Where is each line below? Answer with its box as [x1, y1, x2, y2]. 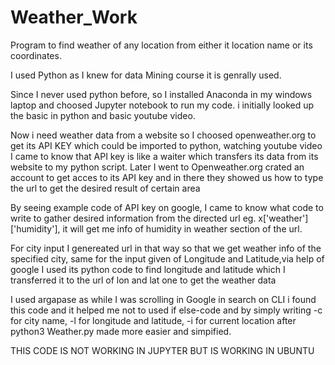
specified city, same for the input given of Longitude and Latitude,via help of [10, 252, 325, 265]
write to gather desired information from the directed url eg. [10, 212, 257, 224]
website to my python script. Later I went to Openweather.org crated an [10, 161, 305, 173]
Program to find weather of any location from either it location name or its [10, 39, 313, 51]
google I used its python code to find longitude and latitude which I [10, 263, 286, 275]
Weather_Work [10, 6, 138, 29]
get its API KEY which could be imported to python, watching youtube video [10, 139, 323, 151]
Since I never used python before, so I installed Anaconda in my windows [10, 88, 313, 100]
